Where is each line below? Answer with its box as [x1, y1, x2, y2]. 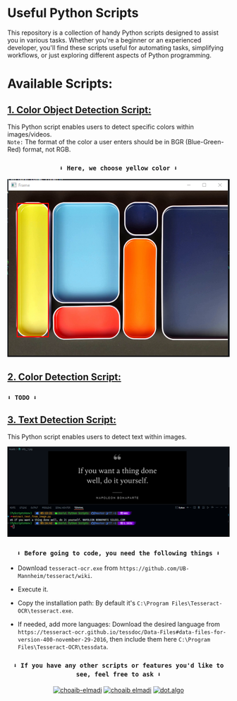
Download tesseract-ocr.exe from [17, 564, 119, 572]
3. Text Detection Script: [7, 414, 116, 426]
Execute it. [17, 585, 49, 593]
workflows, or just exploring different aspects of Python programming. [7, 51, 212, 59]
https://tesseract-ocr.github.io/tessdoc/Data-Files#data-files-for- [17, 629, 227, 636]
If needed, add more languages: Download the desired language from [17, 620, 220, 629]
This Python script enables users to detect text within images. [7, 433, 187, 441]
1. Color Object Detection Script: [7, 104, 152, 116]
